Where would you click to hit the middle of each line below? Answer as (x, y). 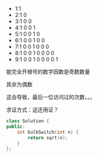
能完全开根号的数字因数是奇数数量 (48, 72)
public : (16, 127)
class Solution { (28, 121)
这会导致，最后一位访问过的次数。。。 (51, 97)
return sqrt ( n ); (48, 138)
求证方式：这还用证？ (32, 110)
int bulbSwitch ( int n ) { (48, 132)
